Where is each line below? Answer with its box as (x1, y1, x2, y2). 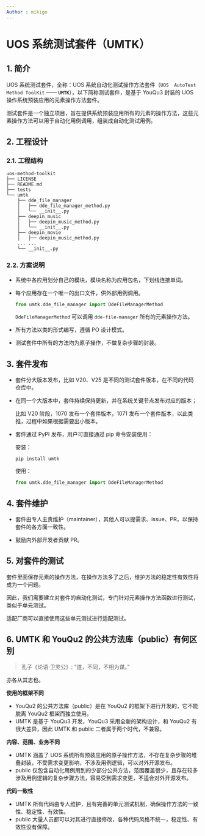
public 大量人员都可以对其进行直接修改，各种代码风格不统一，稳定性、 (15, 815, 193, 823)
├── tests (6, 187, 32, 193)
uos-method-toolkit (6, 171, 56, 177)
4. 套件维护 (6, 498, 48, 508)
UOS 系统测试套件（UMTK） (6, 37, 151, 51)
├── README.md (6, 181, 43, 187)
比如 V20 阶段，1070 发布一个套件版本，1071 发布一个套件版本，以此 (15, 410, 188, 417)
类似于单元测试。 (6, 601, 49, 609)
